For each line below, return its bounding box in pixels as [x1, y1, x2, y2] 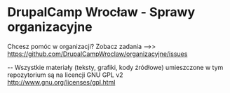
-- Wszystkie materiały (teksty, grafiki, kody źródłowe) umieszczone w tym [7, 63, 224, 71]
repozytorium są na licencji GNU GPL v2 [7, 71, 124, 79]
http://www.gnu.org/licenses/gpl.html [7, 78, 116, 86]
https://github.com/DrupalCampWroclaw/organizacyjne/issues [7, 50, 188, 58]
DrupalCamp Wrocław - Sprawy [7, 4, 196, 20]
